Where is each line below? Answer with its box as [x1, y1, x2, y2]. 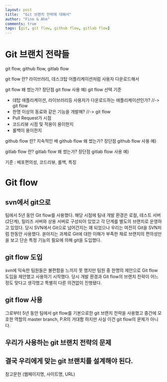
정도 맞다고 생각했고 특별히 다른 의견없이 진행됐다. [5, 280, 102, 286]
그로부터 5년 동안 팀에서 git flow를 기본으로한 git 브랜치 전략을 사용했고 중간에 [5, 310, 157, 316]
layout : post [5, 7, 32, 12]
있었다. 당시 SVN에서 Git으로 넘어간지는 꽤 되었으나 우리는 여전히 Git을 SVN [10, 225, 158, 231]
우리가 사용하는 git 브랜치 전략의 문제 [5, 339, 112, 347]
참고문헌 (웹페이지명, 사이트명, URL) [5, 371, 76, 377]
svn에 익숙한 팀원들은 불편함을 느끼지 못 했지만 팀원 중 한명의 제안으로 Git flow [5, 267, 158, 273]
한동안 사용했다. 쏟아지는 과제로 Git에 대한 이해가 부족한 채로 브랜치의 [10, 231, 145, 237]
